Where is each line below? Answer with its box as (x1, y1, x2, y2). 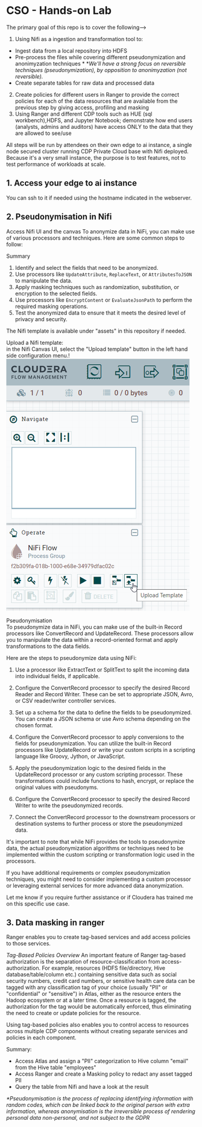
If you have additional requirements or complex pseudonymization (6, 869, 171, 876)
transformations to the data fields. (6, 642, 90, 650)
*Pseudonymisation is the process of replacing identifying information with (6, 1095, 194, 1102)
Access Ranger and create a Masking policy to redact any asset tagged (14, 1070, 192, 1077)
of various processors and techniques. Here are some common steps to (6, 234, 185, 241)
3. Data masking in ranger (6, 917, 105, 927)
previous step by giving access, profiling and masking (14, 103, 150, 111)
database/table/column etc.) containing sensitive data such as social (6, 971, 177, 978)
